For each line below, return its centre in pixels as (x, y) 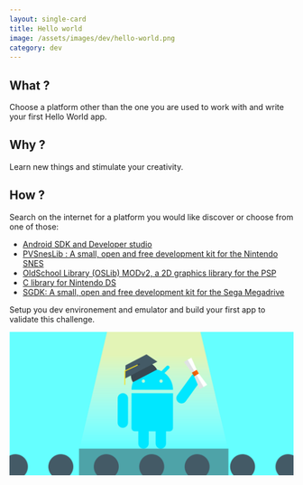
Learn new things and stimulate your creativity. (96, 166)
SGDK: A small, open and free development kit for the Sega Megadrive (153, 292)
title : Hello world (46, 28)
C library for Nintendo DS (69, 282)
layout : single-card (48, 19)
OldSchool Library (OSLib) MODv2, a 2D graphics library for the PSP (149, 273)
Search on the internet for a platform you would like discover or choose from (151, 217)
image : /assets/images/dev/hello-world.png (92, 38)
